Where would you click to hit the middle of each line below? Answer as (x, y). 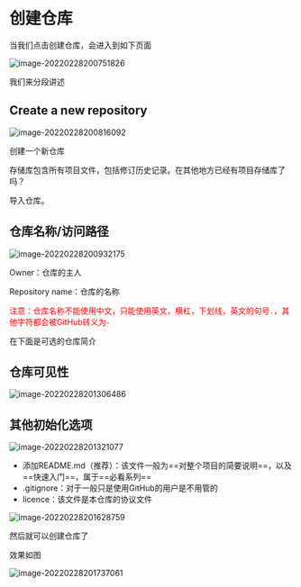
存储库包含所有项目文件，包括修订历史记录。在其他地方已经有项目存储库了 (147, 170)
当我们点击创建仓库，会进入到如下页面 (80, 45)
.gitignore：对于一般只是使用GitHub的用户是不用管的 (120, 488)
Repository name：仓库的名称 (64, 291)
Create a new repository (78, 110)
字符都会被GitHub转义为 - (64, 321)
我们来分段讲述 (37, 81)
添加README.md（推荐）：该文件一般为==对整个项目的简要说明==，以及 (157, 465)
